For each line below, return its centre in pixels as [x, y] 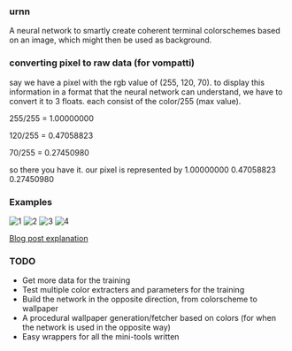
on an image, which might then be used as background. [111, 40]
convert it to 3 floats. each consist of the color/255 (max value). [125, 101]
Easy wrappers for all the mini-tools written [100, 337]
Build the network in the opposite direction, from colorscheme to [140, 299]
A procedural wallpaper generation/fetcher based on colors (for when [149, 318]
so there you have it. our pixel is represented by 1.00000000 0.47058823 [142, 170]
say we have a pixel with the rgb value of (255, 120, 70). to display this [137, 82]
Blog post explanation [49, 238]
